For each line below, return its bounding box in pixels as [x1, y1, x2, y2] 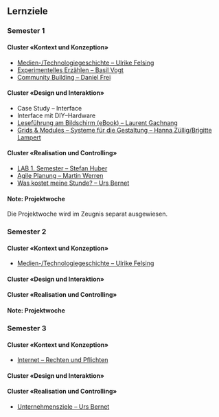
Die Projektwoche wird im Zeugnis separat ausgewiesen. [7, 210, 168, 218]
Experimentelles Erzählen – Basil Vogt [16, 65, 124, 74]
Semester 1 [7, 26, 45, 36]
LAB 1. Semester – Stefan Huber [16, 164, 108, 172]
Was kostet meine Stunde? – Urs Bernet [16, 179, 130, 187]
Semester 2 [7, 227, 47, 236]
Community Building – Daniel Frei [16, 73, 111, 81]
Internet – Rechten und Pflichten [16, 356, 108, 364]
